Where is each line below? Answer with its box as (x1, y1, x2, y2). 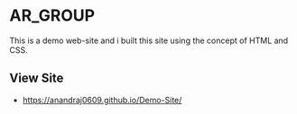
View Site (9, 71, 64, 86)
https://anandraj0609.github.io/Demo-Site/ (22, 94, 182, 105)
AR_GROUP (9, 5, 96, 26)
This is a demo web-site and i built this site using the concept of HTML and (9, 35, 289, 46)
